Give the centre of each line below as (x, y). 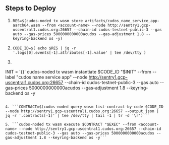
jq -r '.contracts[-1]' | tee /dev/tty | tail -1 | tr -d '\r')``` (78, 115)
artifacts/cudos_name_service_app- (122, 21)
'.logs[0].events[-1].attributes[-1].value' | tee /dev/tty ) (79, 52)
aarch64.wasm (26, 25)
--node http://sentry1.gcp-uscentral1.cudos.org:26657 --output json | (82, 111)
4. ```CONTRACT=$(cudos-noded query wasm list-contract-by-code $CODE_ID (84, 107)
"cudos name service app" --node (52, 77)
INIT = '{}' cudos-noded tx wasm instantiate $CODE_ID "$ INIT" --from (78, 71)
